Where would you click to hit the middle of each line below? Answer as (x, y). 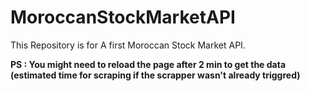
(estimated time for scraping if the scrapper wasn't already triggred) (155, 75)
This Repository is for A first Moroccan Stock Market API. (128, 45)
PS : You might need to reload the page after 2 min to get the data (148, 64)
